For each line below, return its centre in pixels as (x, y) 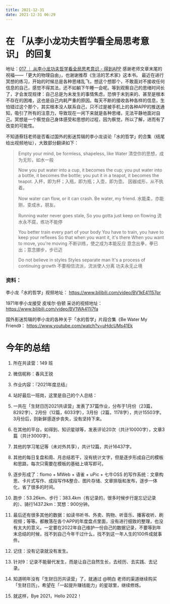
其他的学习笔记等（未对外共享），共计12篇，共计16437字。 (74, 447)
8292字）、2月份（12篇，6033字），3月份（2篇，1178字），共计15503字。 (89, 412)
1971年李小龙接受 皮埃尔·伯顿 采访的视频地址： (54, 303)
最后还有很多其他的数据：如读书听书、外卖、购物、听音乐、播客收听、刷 (88, 515)
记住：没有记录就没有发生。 (42, 551)
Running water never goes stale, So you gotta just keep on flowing (87, 216)
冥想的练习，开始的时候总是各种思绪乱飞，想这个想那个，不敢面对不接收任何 (85, 82)
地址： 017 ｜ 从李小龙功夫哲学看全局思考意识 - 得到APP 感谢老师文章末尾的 (84, 69)
